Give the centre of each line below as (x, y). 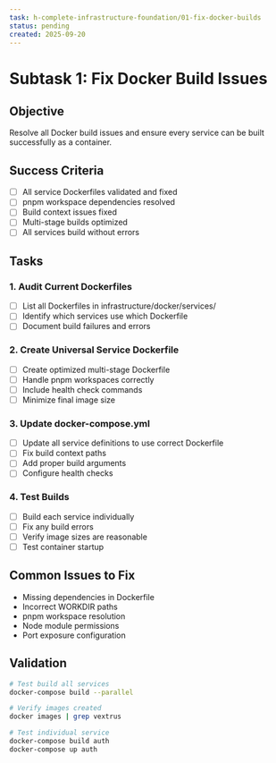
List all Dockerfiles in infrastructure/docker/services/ (119, 306)
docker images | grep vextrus (66, 716)
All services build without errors (81, 233)
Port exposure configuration (74, 635)
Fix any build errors (58, 526)
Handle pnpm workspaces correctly (88, 379)
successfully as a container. (61, 142)
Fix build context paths (64, 454)
